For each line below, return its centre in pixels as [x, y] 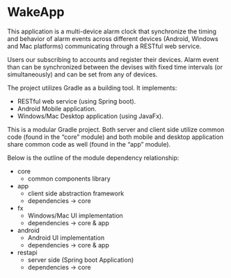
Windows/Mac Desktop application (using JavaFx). [90, 116]
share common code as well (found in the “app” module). [89, 144]
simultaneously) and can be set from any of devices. [82, 74]
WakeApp [36, 12]
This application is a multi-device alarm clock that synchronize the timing [112, 31]
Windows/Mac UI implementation [75, 215]
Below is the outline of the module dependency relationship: [93, 158]
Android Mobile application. [57, 108]
